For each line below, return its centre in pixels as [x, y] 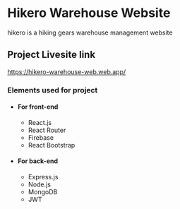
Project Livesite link [52, 55]
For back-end [38, 161]
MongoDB [43, 192]
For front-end [38, 107]
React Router [47, 130]
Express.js [43, 177]
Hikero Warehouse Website [89, 13]
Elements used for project [53, 90]
